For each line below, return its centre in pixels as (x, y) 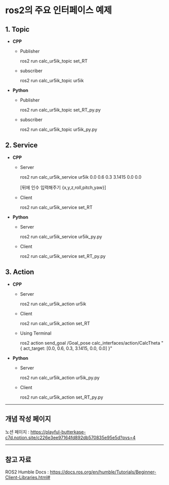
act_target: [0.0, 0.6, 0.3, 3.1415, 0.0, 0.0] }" (68, 348)
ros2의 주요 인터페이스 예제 (59, 10)
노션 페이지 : (17, 432)
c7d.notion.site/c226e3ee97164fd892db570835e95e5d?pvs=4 (70, 438)
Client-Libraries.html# (28, 477)
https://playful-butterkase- (58, 432)
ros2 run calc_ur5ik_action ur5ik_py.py (60, 378)
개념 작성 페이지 (28, 419)
